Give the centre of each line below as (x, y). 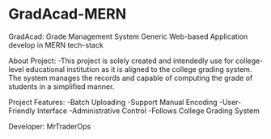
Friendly (22, 111)
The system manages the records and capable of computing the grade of (131, 78)
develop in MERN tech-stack (56, 44)
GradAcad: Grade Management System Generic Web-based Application (128, 36)
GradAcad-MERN (68, 14)
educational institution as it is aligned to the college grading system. (139, 69)
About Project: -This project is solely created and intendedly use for (121, 61)
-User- (230, 102)
